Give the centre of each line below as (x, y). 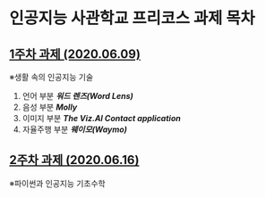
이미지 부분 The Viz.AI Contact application (101, 118)
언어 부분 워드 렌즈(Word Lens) (78, 96)
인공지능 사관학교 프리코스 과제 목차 (132, 18)
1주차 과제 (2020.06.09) (75, 54)
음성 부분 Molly (50, 107)
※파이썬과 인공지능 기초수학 (57, 183)
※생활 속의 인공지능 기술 (51, 77)
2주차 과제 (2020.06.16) (74, 160)
